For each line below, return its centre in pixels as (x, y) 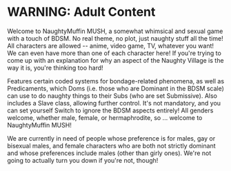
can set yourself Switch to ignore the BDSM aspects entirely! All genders (110, 110)
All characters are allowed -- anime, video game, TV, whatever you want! (111, 46)
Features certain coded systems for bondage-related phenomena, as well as (116, 81)
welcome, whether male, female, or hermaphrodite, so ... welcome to (105, 117)
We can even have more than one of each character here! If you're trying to (114, 53)
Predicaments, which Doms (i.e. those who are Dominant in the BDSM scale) (115, 88)
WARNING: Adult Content (81, 12)
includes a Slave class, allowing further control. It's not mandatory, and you (114, 103)
